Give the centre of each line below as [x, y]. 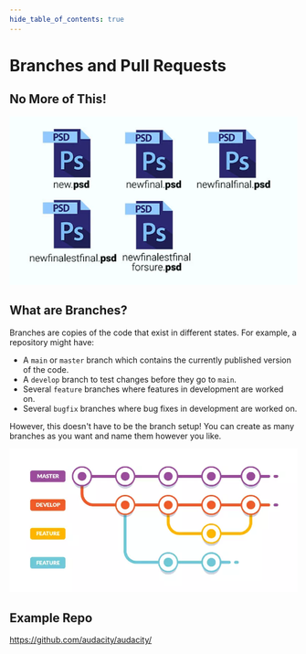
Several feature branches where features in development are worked [153, 389]
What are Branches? [69, 311]
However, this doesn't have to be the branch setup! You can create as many [152, 426]
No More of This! [58, 99]
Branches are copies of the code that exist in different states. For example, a [153, 332]
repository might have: [52, 342]
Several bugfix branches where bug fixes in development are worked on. [160, 408]
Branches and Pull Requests [118, 65]
